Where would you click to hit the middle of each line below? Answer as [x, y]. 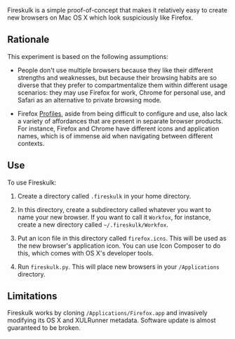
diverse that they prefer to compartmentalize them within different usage [122, 85]
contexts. [31, 143]
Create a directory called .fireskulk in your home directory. [104, 196]
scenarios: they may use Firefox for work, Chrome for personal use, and [121, 92]
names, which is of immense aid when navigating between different [115, 135]
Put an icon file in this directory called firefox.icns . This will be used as [122, 238]
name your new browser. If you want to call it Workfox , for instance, [114, 217]
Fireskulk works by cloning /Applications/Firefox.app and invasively [108, 313]
